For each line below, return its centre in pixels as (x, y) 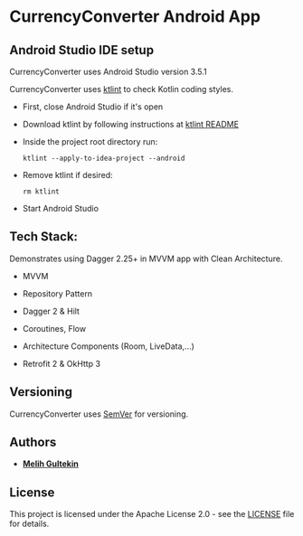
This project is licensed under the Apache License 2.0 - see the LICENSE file (152, 514)
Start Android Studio (61, 208)
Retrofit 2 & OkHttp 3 (62, 363)
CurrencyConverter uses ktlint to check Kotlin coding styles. (121, 89)
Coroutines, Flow (54, 328)
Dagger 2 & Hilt (51, 311)
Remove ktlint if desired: (67, 175)
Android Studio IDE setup (82, 50)
